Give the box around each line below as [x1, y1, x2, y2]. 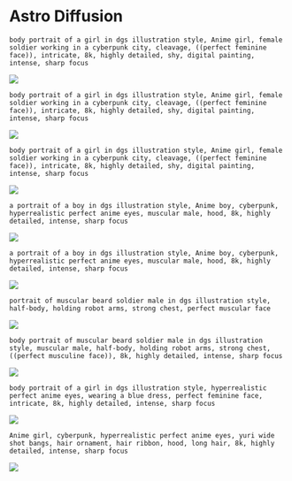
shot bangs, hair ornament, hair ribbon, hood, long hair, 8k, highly [9, 439, 275, 447]
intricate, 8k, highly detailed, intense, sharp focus [9, 399, 216, 408]
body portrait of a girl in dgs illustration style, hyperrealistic [9, 383, 267, 393]
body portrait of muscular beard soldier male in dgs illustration [9, 336, 264, 345]
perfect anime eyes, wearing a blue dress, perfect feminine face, [9, 391, 264, 400]
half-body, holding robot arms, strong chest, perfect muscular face [9, 303, 272, 313]
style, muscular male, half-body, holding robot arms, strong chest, [9, 343, 272, 353]
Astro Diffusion [9, 6, 124, 27]
